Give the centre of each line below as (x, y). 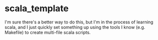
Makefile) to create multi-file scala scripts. (48, 32)
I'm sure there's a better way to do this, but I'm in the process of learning (79, 22)
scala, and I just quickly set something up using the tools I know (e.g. (75, 27)
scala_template (37, 9)
